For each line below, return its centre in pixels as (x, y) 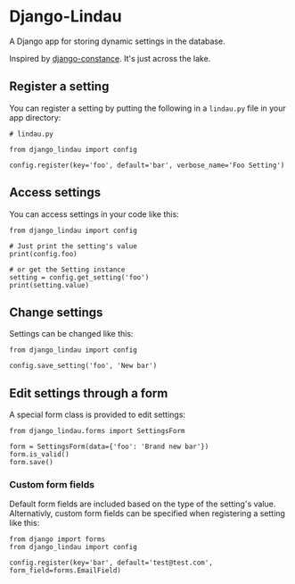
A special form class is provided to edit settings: (97, 415)
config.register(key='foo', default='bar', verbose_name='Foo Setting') (147, 165)
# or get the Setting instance (67, 270)
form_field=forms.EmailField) (66, 571)
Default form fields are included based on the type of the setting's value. (143, 504)
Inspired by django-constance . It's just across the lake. (110, 58)
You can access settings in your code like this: (94, 214)
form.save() (31, 463)
